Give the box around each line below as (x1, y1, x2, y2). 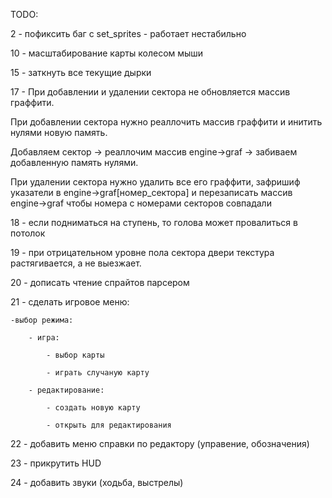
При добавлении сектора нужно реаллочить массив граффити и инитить (10, 116, 323, 128)
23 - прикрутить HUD (10, 457, 102, 469)
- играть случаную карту (46, 368, 150, 378)
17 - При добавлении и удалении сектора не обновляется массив (10, 86, 291, 98)
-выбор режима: (10, 315, 74, 325)
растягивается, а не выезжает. (10, 257, 142, 269)
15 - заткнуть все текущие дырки (10, 67, 152, 78)
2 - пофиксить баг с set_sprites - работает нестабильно (10, 28, 247, 39)
